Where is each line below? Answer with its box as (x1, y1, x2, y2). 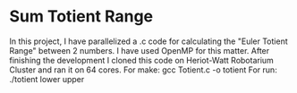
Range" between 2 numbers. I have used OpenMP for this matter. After (9, 45, 270, 55)
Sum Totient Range (9, 6, 154, 27)
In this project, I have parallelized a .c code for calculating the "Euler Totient (9, 36, 288, 46)
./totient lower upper (9, 73, 85, 84)
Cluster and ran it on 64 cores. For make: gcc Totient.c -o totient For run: (9, 64, 277, 75)
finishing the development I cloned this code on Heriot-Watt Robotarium (9, 55, 275, 65)
